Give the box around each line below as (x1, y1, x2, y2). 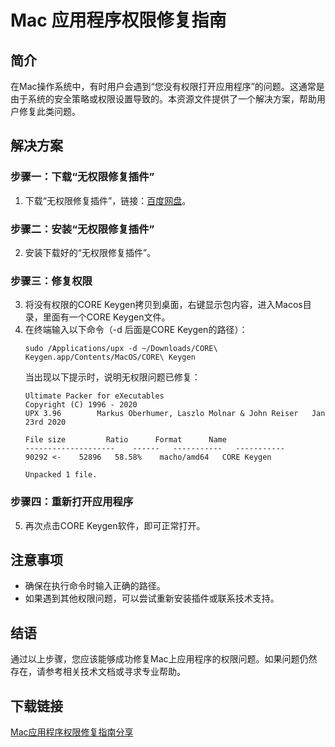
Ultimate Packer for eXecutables (24, 391, 165, 401)
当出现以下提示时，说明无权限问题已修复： (24, 371, 201, 383)
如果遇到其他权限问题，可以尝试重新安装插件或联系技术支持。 (24, 592, 280, 605)
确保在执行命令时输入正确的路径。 (24, 580, 166, 592)
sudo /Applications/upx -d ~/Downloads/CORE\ (24, 344, 218, 354)
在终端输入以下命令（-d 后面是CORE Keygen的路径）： (24, 324, 248, 336)
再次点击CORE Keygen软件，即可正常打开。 (24, 519, 206, 531)
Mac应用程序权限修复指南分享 (10, 726, 134, 738)
